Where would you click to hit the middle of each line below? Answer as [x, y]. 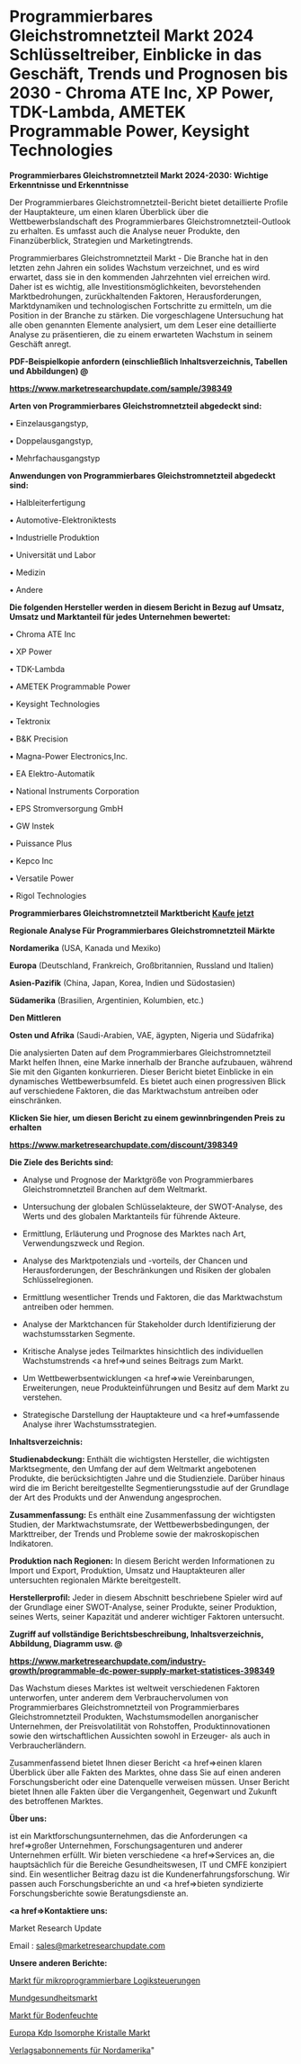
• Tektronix [30, 721]
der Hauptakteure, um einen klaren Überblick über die [109, 211]
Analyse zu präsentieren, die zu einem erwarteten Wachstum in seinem [141, 334]
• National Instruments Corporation [74, 791]
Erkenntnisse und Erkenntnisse [69, 184]
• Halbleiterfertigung [48, 502]
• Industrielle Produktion [55, 537]
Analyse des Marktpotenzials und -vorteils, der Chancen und [135, 1261]
